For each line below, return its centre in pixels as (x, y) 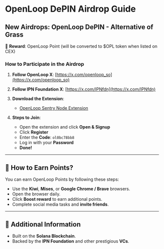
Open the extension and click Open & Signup (65, 127)
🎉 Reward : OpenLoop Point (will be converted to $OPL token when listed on (81, 46)
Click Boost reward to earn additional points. (57, 199)
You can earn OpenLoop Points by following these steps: (62, 179)
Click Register (34, 132)
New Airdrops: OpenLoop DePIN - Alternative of (79, 27)
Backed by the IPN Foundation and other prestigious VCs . (71, 241)
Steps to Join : (26, 117)
